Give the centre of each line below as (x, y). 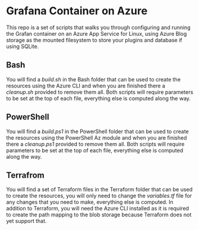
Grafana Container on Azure (77, 11)
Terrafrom (25, 175)
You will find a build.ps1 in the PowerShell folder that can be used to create (97, 131)
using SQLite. (23, 46)
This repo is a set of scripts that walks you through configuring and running (98, 27)
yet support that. (26, 221)
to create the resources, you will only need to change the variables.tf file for (99, 196)
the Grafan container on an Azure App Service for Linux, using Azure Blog (97, 33)
